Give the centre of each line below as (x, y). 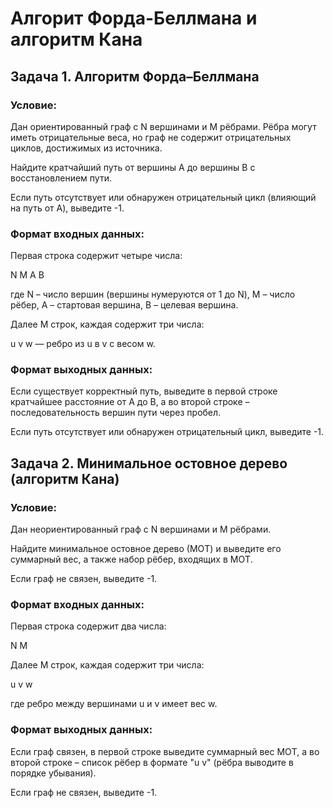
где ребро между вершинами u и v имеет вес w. (114, 704)
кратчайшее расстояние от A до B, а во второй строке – (130, 402)
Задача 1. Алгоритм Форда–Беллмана (135, 76)
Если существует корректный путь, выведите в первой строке (144, 391)
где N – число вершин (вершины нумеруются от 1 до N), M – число (153, 294)
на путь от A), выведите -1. (67, 208)
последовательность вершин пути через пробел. (116, 413)
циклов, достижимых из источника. (86, 148)
